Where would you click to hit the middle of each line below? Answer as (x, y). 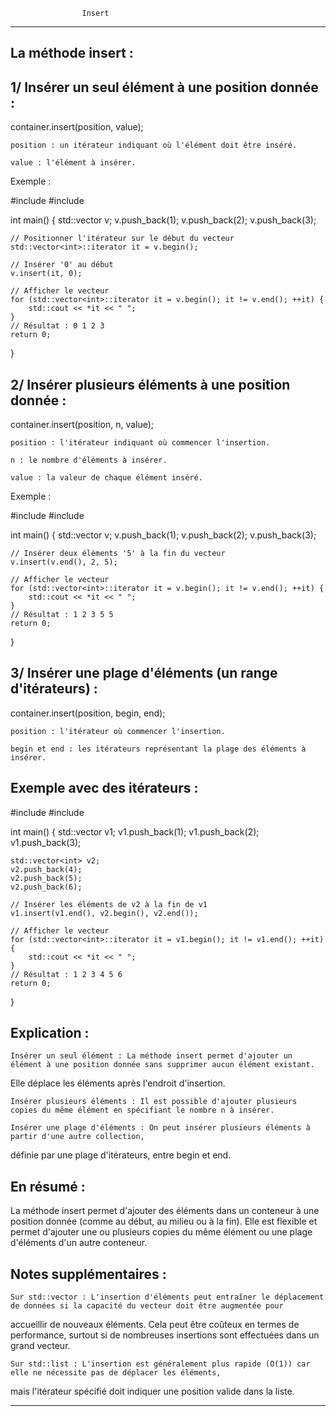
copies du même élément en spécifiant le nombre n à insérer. (142, 1110)
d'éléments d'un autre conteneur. (79, 1243)
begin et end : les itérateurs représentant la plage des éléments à (158, 749)
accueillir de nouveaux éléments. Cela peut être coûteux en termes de (155, 1325)
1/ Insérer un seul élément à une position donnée (164, 87)
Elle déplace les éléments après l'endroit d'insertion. (118, 1083)
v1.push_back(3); (46, 842)
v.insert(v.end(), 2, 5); (64, 562)
